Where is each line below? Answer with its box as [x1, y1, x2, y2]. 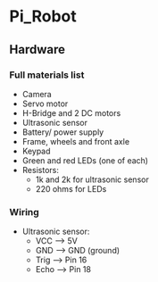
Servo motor [21, 98, 69, 109]
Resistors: [21, 164, 60, 175]
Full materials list [9, 69, 85, 81]
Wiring [9, 205, 40, 218]
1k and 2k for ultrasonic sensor [35, 174, 149, 185]
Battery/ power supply [21, 127, 104, 137]
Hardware [9, 42, 65, 57]
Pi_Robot [9, 6, 78, 27]
